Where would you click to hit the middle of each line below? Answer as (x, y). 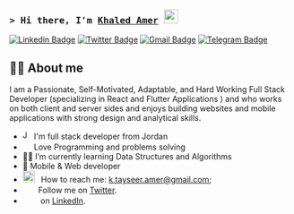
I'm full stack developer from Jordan (101, 137)
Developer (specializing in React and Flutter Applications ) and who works (146, 99)
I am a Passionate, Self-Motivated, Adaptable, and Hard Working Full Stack (147, 90)
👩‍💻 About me (46, 68)
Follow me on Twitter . (78, 190)
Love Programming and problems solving (109, 147)
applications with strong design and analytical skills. (105, 118)
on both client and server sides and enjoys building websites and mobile (143, 108)
